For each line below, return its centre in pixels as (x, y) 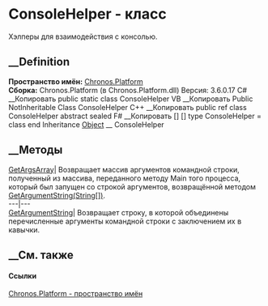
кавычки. (24, 229)
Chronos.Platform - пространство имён (76, 294)
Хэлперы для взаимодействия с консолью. (83, 36)
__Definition (39, 62)
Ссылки (23, 275)
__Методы (36, 150)
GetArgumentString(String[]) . (57, 195)
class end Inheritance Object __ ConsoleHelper (86, 124)
